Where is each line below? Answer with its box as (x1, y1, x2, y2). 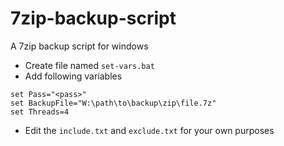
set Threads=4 (10, 107, 70, 117)
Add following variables (24, 70, 123, 82)
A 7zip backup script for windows (10, 40, 149, 52)
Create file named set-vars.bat (24, 59, 155, 71)
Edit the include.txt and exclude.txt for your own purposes (24, 124, 275, 136)
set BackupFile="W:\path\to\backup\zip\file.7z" (10, 98, 217, 108)
